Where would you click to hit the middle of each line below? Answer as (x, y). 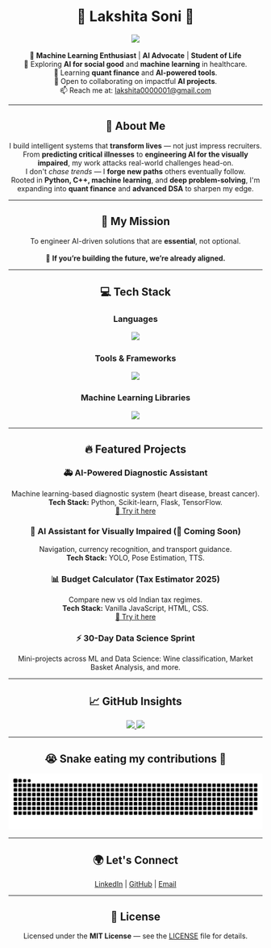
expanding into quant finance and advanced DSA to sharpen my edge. (135, 188)
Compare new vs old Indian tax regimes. (135, 599)
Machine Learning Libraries (135, 398)
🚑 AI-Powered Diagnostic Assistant (135, 473)
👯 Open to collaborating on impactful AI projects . (135, 81)
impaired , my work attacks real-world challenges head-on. (135, 163)
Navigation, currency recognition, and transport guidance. (135, 549)
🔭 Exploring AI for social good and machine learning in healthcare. (135, 64)
